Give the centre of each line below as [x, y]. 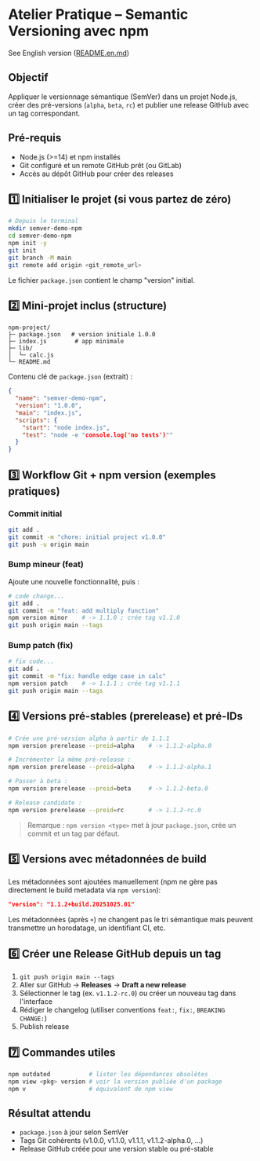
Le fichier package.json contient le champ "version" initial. [102, 280]
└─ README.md [29, 362]
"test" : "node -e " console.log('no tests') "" [98, 435]
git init [22, 250]
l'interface [36, 1002]
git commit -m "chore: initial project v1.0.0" [87, 537]
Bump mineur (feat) [46, 565]
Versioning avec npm [78, 31]
